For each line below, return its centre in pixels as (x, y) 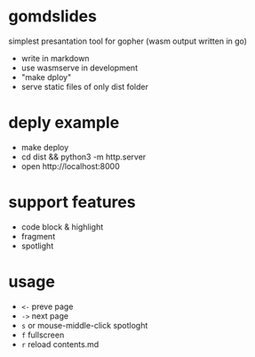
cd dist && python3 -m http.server (84, 157)
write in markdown (55, 58)
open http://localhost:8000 (71, 166)
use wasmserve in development (80, 68)
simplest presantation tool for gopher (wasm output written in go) (128, 41)
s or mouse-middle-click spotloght (84, 325)
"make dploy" (46, 77)
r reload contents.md (60, 344)
